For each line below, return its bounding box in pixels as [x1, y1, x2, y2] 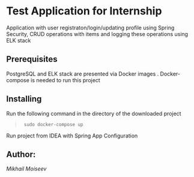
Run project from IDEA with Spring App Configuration [6, 132, 138, 139]
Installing [6, 94, 42, 104]
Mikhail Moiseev [6, 165, 47, 172]
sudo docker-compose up [23, 121, 83, 127]
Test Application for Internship [6, 4, 162, 18]
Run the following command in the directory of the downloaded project [6, 110, 181, 117]
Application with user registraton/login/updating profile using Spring [6, 24, 175, 31]
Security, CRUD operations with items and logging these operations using [6, 30, 188, 37]
